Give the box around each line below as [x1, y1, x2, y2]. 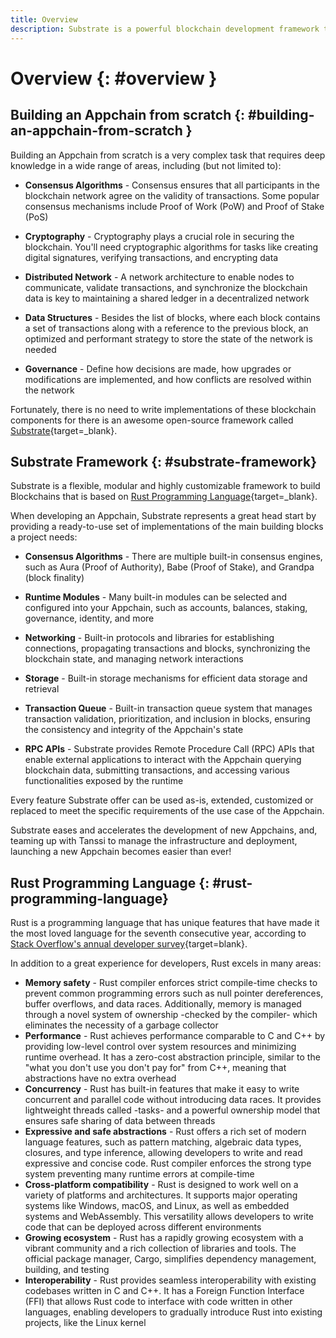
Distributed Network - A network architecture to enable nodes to [24, 271, 295, 283]
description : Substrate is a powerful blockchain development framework [10, 24, 320, 34]
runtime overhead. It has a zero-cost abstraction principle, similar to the [24, 1051, 321, 1063]
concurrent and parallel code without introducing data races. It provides [24, 1094, 322, 1106]
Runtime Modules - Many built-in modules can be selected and [24, 591, 287, 603]
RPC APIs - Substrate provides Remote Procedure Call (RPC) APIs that [24, 743, 315, 755]
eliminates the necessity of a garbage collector [24, 1019, 219, 1031]
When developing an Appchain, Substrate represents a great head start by [10, 510, 317, 522]
